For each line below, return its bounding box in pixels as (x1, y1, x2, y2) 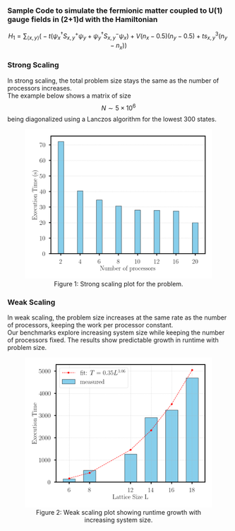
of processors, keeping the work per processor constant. (7, 320, 174, 329)
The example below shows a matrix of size (7, 91, 132, 100)
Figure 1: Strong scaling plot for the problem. (54, 279, 183, 288)
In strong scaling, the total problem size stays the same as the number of (7, 76, 219, 85)
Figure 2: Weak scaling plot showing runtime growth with (35, 508, 202, 517)
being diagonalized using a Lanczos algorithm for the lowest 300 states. (7, 115, 217, 123)
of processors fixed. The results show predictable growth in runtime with (7, 335, 219, 344)
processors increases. (7, 83, 72, 92)
